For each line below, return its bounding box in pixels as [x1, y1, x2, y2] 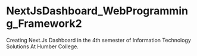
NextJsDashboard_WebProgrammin [6, 4, 189, 18]
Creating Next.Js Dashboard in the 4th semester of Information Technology [6, 36, 192, 43]
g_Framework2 [6, 17, 82, 30]
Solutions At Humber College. [6, 43, 79, 50]
